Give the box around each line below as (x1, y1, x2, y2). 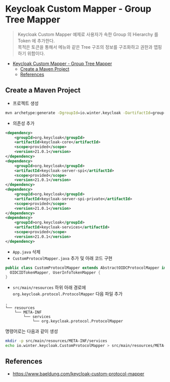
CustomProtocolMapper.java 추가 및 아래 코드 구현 (12, 255, 113, 261)
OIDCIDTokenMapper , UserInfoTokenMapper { (10, 270, 101, 275)
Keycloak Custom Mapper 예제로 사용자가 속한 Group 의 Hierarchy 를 (17, 31, 158, 37)
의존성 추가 (12, 120, 35, 126)
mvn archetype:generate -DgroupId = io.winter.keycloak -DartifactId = (5, 110, 153, 115)
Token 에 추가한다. (17, 38, 55, 44)
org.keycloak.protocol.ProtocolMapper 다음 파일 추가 (12, 291, 123, 297)
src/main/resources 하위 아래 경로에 (12, 284, 86, 291)
